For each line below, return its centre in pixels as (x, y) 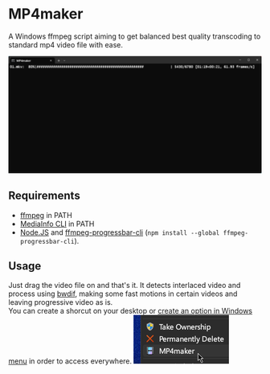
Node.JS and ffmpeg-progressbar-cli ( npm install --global (120, 232)
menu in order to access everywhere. (70, 361)
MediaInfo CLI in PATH (57, 224)
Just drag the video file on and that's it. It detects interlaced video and (125, 286)
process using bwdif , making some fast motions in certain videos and (123, 294)
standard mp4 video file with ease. (65, 44)
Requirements (44, 196)
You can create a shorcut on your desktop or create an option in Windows (131, 311)
